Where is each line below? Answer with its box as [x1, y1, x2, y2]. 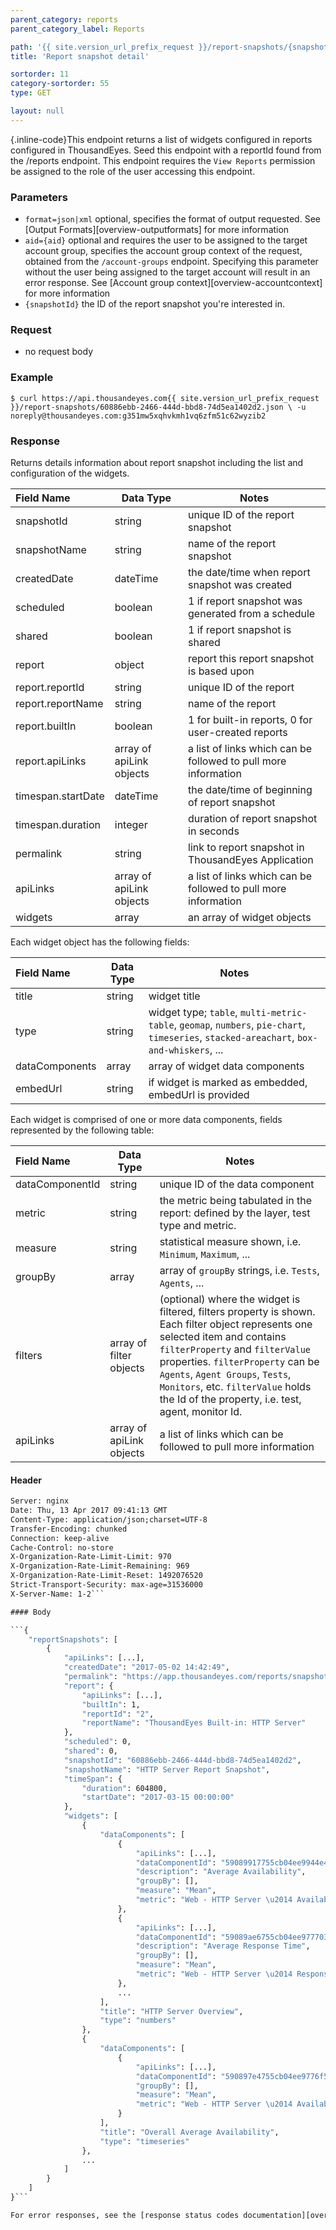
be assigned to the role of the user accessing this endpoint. [10, 165, 256, 177]
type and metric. [159, 1218, 237, 1232]
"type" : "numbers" [99, 2016, 177, 2026]
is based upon [188, 664, 255, 678]
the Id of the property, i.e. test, [159, 1392, 302, 1406]
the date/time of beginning [188, 782, 313, 796]
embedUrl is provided [148, 1087, 250, 1101]
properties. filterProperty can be [159, 1354, 320, 1368]
